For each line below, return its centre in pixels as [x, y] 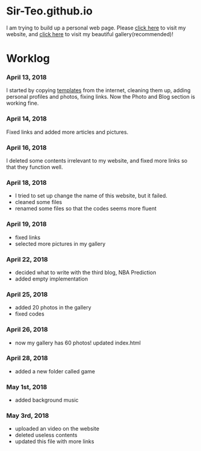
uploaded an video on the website [57, 429]
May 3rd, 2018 [28, 415]
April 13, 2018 [26, 78]
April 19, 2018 [26, 224]
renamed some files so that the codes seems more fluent [86, 208]
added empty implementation [51, 279]
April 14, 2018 [26, 119]
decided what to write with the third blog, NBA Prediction [85, 272]
